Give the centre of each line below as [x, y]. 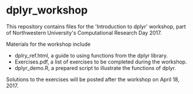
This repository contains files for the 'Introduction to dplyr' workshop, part [96, 26]
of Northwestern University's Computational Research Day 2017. [84, 32]
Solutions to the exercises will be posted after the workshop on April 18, [93, 79]
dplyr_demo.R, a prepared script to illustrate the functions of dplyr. [95, 68]
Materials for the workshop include [49, 44]
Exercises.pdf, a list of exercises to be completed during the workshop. [101, 62]
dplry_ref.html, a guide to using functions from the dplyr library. [91, 55]
